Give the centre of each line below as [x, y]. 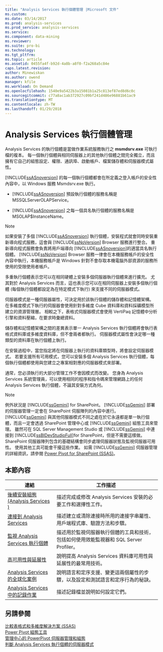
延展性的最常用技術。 [81, 563]
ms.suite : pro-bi [23, 46]
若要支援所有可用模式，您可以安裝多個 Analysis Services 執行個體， [82, 356]
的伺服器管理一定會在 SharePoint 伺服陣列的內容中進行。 [62, 411]
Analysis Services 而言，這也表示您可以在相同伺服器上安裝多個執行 [86, 283]
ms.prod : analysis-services [33, 23]
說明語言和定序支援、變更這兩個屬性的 [100, 572]
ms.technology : [20, 50]
